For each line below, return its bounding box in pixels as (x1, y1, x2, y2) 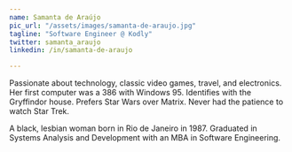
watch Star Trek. (9, 106, 69, 117)
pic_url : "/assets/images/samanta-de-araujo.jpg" (9, 21, 197, 30)
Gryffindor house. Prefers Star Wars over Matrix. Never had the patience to (9, 96, 284, 107)
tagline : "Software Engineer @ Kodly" (9, 29, 153, 38)
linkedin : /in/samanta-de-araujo (9, 46, 133, 55)
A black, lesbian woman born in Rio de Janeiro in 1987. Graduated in (9, 123, 257, 133)
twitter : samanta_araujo (9, 37, 101, 47)
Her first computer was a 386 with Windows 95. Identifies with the (9, 87, 251, 98)
